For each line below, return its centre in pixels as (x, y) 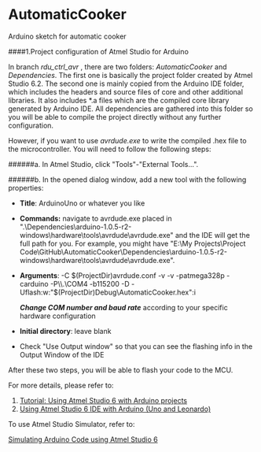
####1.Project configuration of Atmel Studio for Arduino (98, 51)
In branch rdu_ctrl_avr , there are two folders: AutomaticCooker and (118, 67)
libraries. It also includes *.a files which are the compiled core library (119, 100)
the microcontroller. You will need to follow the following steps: (110, 149)
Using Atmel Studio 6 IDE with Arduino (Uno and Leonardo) (115, 409)
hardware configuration (57, 316)
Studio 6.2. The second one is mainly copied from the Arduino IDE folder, (126, 83)
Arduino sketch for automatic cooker (68, 36)
